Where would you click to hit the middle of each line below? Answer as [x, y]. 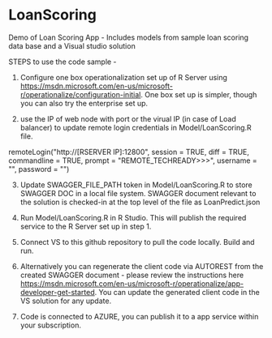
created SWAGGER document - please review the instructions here [132, 275]
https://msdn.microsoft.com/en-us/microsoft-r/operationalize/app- [132, 283]
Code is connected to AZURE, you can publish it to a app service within [139, 316]
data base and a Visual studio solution [72, 45]
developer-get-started [57, 292]
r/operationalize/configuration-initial [80, 94]
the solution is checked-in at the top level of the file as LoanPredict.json [140, 202]
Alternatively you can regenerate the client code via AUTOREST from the [142, 266]
